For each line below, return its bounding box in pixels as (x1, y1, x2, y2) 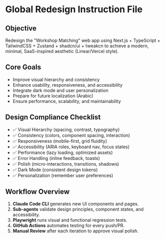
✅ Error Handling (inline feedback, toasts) (12, 155, 100, 161)
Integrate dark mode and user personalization (12, 87, 109, 93)
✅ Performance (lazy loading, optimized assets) (12, 149, 113, 155)
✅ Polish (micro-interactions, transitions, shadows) (12, 161, 119, 167)
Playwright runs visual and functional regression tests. (12, 217, 128, 223)
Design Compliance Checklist (5, 113, 101, 122)
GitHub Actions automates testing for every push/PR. (12, 223, 125, 229)
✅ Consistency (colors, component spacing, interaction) (12, 132, 130, 138)
